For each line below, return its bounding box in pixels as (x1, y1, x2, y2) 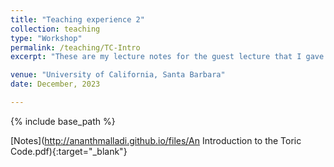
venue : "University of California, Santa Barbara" (10, 70, 226, 80)
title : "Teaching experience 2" (10, 14, 145, 25)
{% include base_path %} (10, 115, 116, 127)
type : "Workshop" (10, 33, 83, 43)
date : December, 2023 (10, 79, 101, 90)
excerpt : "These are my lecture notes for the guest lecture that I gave (10, 52, 325, 62)
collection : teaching (10, 24, 101, 34)
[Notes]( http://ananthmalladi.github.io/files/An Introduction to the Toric (10, 134, 302, 146)
